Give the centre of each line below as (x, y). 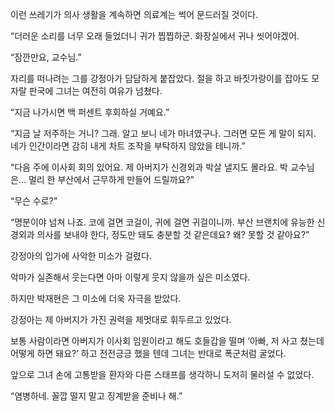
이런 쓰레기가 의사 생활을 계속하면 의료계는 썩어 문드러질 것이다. (134, 14)
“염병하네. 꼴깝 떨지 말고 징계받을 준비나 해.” (96, 396)
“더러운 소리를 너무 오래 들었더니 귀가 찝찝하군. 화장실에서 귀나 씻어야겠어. (155, 36)
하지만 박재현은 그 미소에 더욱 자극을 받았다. (96, 298)
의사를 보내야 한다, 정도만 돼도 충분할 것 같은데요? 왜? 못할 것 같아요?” (173, 234)
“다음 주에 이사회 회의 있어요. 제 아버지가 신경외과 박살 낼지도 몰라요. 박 (149, 167)
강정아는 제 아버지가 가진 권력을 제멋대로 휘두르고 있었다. (121, 319)
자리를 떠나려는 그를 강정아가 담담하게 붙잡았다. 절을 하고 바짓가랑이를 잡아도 (160, 78)
